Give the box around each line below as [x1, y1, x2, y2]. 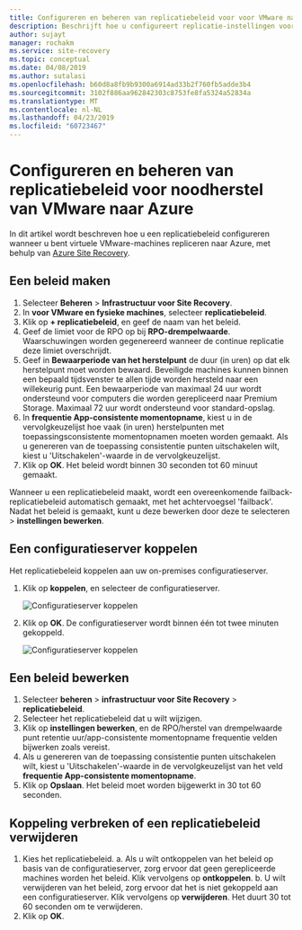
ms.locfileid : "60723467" [9, 122, 106, 131]
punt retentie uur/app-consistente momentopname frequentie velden [22, 732, 278, 743]
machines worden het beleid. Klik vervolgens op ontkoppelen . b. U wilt [22, 872, 286, 883]
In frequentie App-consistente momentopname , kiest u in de [22, 412, 253, 422]
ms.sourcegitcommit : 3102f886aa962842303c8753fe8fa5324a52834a [9, 88, 252, 97]
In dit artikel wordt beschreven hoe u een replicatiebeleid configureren [9, 228, 271, 239]
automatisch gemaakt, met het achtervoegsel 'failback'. [67, 496, 274, 507]
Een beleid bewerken [9, 670, 129, 686]
